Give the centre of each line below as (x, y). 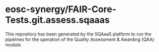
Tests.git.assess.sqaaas (57, 20)
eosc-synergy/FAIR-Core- (61, 9)
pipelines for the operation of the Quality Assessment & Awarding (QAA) (80, 39)
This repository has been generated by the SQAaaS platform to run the (78, 34)
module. (14, 44)
